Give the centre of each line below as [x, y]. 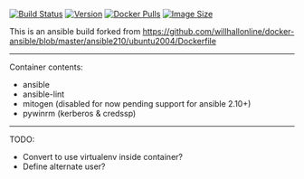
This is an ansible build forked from [75, 31]
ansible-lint [43, 94]
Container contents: [46, 67]
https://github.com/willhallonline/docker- [218, 31]
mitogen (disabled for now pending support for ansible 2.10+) [137, 104]
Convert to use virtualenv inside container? [103, 157]
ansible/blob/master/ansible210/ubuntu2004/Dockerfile [113, 41]
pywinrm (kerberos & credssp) [79, 113]
